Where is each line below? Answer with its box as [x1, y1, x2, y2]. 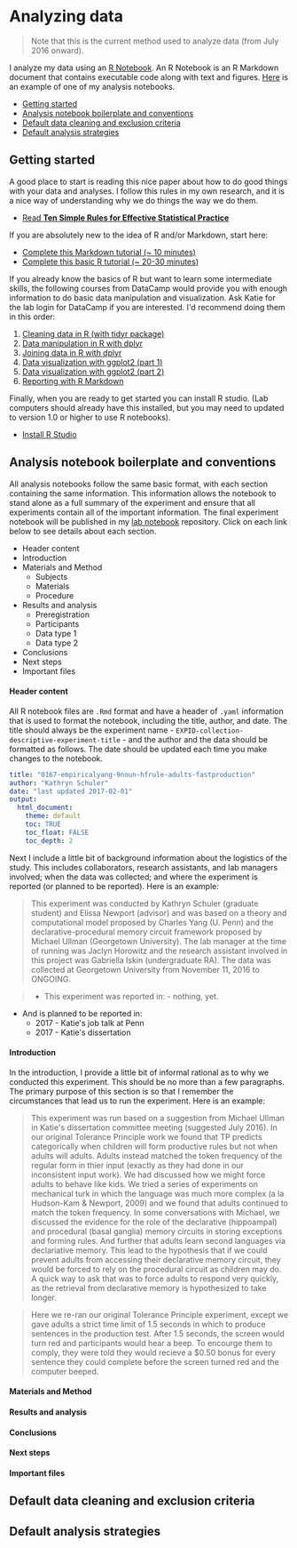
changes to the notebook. [9, 753, 104, 764]
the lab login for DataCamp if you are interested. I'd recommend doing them [9, 301, 285, 312]
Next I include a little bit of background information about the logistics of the [9, 852, 288, 863]
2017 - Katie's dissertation [35, 1027, 131, 1038]
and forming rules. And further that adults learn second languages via [30, 1235, 286, 1246]
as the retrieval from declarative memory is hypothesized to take [30, 1282, 267, 1293]
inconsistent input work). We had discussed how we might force [30, 1169, 266, 1180]
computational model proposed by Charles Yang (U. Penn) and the [30, 917, 274, 927]
